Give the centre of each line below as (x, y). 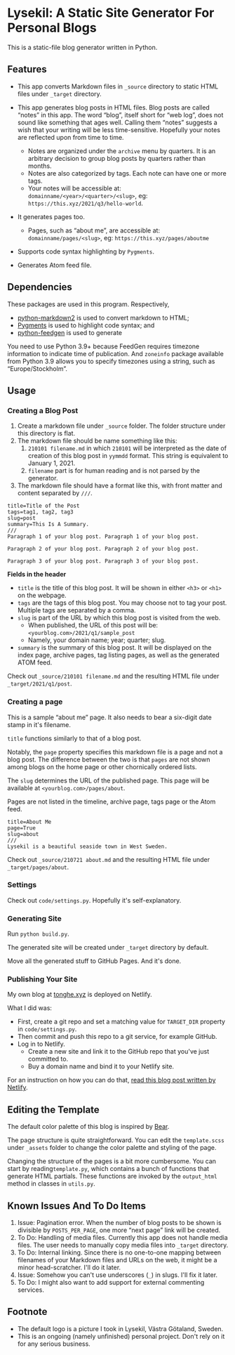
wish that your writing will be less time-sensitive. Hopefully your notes (119, 130)
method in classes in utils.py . (52, 1184)
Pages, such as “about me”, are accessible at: (94, 230)
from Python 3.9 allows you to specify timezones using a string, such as (111, 361)
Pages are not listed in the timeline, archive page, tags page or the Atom (112, 801)
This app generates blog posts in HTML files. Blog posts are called (114, 107)
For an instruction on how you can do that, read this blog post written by (112, 1080)
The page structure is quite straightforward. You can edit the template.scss (116, 1140)
